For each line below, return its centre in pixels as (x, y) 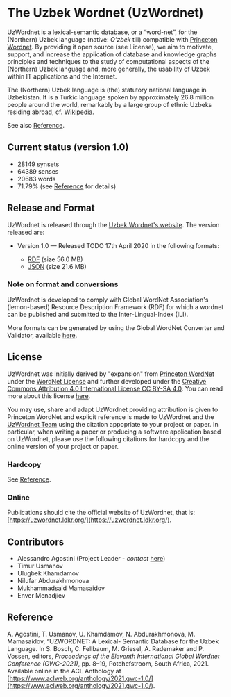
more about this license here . (49, 396)
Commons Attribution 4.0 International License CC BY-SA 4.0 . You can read (115, 388)
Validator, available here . (42, 335)
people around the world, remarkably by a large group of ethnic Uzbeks (110, 104)
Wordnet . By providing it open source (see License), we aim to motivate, (110, 47)
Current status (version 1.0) (68, 147)
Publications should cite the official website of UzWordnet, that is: (101, 513)
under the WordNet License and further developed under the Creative (107, 381)
